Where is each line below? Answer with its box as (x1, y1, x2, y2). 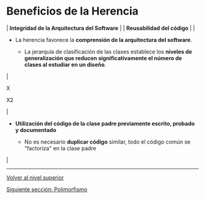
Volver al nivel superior (6, 173, 64, 181)
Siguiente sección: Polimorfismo (6, 186, 87, 193)
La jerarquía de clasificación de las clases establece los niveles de (24, 47, 192, 55)
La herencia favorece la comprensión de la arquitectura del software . (15, 36, 192, 43)
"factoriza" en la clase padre (24, 144, 96, 152)
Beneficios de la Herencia (6, 4, 139, 18)
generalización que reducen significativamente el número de (24, 54, 182, 61)
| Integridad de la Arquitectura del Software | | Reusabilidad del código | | (6, 24, 195, 32)
